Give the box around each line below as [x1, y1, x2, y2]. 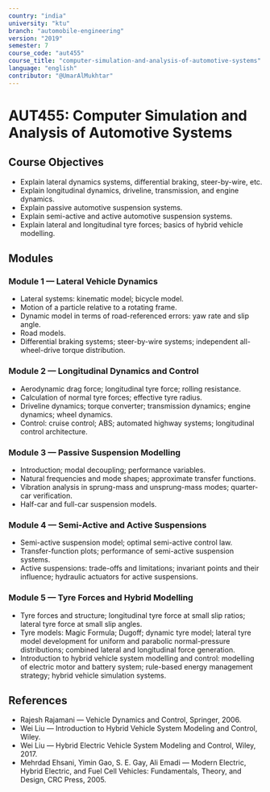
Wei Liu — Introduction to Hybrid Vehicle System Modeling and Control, [19, 724, 258, 733]
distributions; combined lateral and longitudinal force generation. [19, 645, 235, 654]
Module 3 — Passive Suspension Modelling [8, 446, 181, 458]
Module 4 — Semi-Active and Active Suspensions [8, 519, 207, 530]
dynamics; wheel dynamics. [19, 409, 113, 419]
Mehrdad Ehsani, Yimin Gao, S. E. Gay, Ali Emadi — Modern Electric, [19, 758, 247, 768]
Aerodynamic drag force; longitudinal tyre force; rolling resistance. [19, 384, 242, 393]
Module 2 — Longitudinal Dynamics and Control [8, 366, 199, 377]
